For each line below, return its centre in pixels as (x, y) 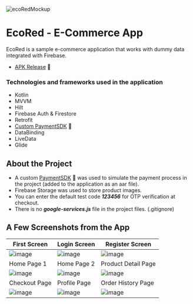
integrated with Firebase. (36, 55)
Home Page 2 (76, 263)
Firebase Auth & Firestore (45, 114)
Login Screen (76, 244)
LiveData (25, 139)
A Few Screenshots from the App (68, 228)
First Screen (30, 244)
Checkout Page (30, 283)
